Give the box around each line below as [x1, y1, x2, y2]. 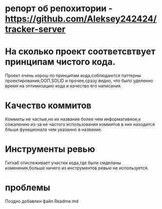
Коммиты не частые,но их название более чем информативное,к [5, 116, 141, 122]
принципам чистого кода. [5, 57, 116, 67]
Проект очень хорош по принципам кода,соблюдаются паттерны [5, 73, 141, 79]
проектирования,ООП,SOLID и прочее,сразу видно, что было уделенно [5, 78, 153, 84]
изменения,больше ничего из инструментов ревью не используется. [5, 165, 149, 171]
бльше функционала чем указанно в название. [5, 126, 103, 132]
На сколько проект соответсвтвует [5, 46, 156, 57]
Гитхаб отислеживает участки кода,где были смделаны [5, 160, 121, 166]
